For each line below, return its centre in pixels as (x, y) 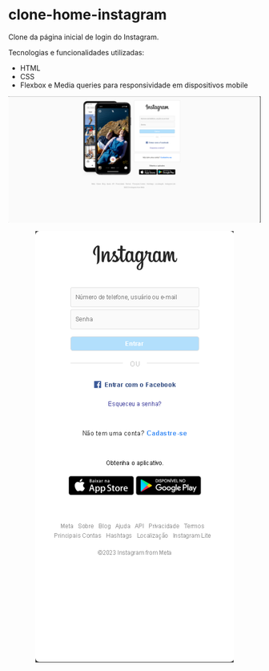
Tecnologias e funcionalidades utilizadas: (76, 52)
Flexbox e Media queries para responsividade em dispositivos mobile (134, 85)
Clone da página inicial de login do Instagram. (84, 37)
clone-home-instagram (88, 15)
